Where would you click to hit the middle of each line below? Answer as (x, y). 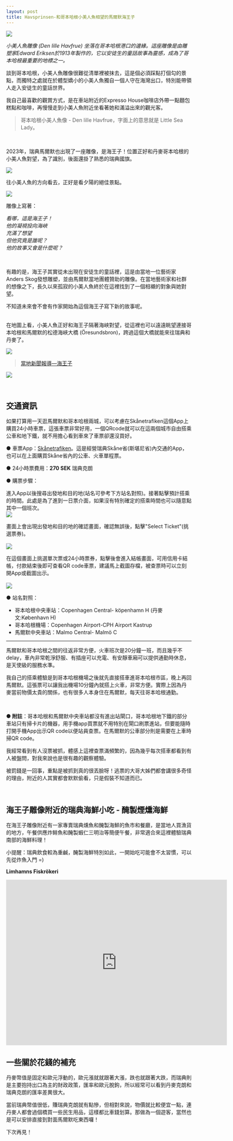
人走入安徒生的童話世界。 (37, 87)
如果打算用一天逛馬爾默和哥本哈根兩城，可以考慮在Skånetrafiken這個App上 (97, 421)
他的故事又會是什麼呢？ (34, 247)
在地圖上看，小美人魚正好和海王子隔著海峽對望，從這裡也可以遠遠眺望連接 (96, 325)
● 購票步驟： (22, 481)
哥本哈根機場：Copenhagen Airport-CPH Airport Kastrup (83, 625)
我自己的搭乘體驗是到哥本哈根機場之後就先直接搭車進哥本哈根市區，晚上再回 (99, 678)
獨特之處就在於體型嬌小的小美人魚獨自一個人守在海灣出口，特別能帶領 (106, 80)
